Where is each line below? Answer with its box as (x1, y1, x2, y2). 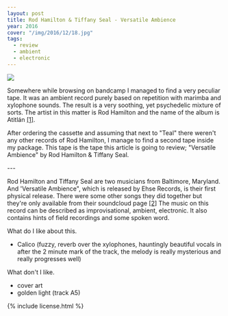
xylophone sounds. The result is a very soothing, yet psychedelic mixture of (7, 101, 221, 109)
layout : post (7, 10, 45, 17)
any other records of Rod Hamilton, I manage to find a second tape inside (7, 136, 214, 144)
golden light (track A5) (16, 289, 81, 297)
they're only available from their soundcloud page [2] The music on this (7, 199, 209, 207)
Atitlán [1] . (7, 115, 36, 123)
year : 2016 (7, 23, 38, 29)
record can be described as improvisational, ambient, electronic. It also (7, 206, 207, 215)
